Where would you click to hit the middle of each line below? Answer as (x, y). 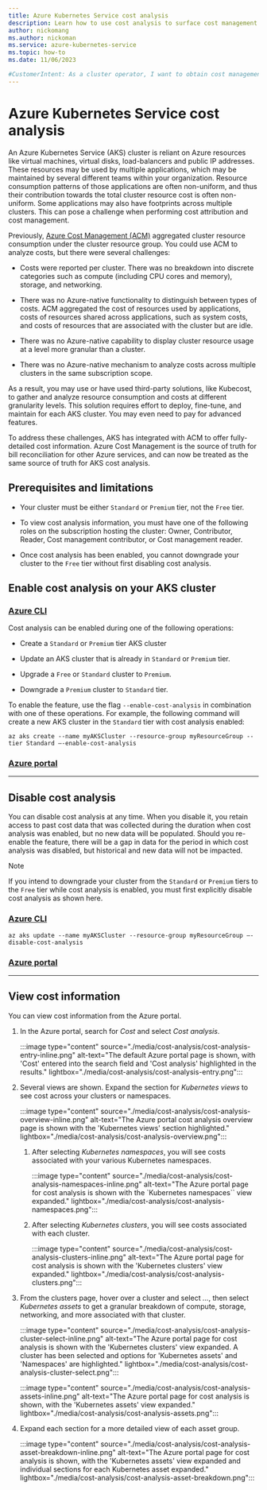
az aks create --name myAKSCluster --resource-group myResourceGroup (126, 737)
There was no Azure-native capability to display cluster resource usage (137, 341)
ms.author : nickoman (43, 38)
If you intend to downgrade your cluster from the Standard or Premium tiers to (133, 881)
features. (23, 422)
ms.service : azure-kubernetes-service (72, 45)
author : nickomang (39, 30)
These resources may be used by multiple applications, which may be (122, 169)
